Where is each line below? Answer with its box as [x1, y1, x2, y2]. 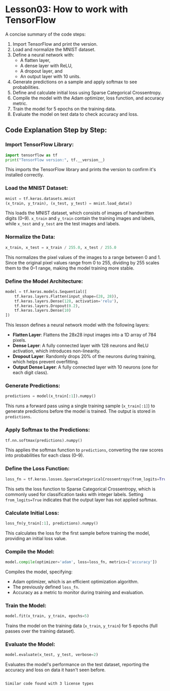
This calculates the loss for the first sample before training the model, [5, 530, 150, 536]
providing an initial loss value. [5, 535, 67, 541]
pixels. [12, 337, 27, 343]
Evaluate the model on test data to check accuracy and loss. [12, 111, 139, 117]
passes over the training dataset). [5, 628, 75, 634]
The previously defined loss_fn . [12, 584, 79, 590]
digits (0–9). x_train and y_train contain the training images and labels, [5, 215, 155, 221]
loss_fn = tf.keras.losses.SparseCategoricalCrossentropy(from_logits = [5, 476, 159, 482]
